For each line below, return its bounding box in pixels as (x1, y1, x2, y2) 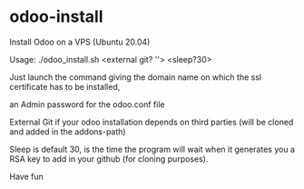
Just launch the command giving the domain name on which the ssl (9, 71, 261, 83)
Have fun (9, 171, 44, 182)
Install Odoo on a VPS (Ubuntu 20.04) (9, 36, 151, 47)
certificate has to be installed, (9, 81, 121, 92)
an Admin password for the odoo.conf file (9, 98, 165, 110)
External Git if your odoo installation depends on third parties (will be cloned (9, 116, 294, 127)
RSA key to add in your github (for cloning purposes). (9, 153, 209, 164)
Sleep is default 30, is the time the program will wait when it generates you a (9, 144, 295, 154)
